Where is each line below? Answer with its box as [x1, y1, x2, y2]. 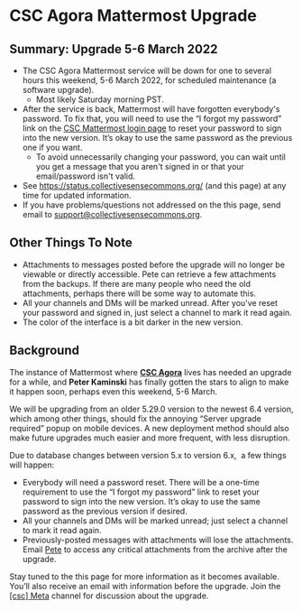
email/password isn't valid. [35, 171, 136, 181]
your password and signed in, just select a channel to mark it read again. [22, 307, 293, 318]
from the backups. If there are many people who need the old [22, 278, 251, 289]
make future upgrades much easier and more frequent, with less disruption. [9, 432, 290, 443]
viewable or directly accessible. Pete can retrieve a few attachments [22, 268, 277, 280]
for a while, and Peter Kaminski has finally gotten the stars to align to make [9, 376, 289, 387]
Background [9, 343, 79, 358]
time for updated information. [22, 190, 133, 200]
